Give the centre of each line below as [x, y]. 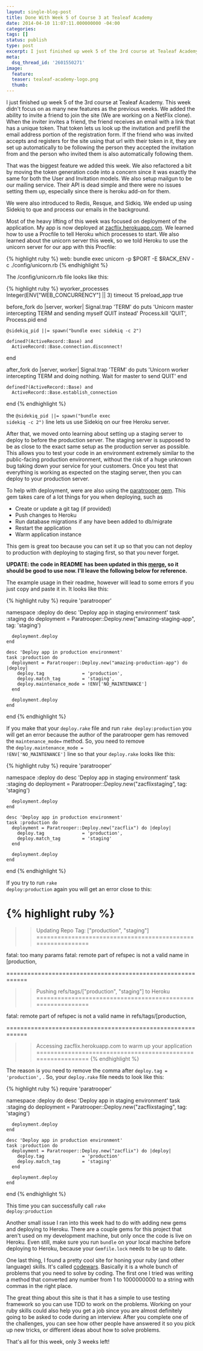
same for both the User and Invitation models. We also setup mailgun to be [99, 178]
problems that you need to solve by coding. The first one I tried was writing [100, 1273]
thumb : [20, 85]
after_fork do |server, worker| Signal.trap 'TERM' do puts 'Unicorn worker [98, 370]
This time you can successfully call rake [56, 1206]
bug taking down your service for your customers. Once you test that [92, 466]
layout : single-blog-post [39, 12]
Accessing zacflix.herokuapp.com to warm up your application [114, 1046]
